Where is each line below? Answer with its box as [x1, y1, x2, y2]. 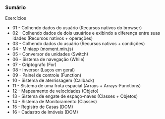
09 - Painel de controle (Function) [12, 72, 82, 78]
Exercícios [5, 15, 26, 21]
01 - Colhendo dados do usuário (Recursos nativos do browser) [12, 25, 142, 31]
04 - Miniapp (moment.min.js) [12, 46, 73, 52]
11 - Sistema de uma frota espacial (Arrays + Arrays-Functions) [12, 83, 141, 89]
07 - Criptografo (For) [12, 61, 57, 68]
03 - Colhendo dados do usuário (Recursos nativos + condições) [12, 41, 145, 47]
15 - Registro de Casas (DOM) [12, 104, 73, 110]
